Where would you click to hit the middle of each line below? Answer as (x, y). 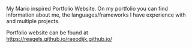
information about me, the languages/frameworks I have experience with (96, 15)
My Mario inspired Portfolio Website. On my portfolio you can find (87, 9)
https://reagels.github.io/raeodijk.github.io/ (59, 39)
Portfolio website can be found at (47, 33)
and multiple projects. (33, 21)
